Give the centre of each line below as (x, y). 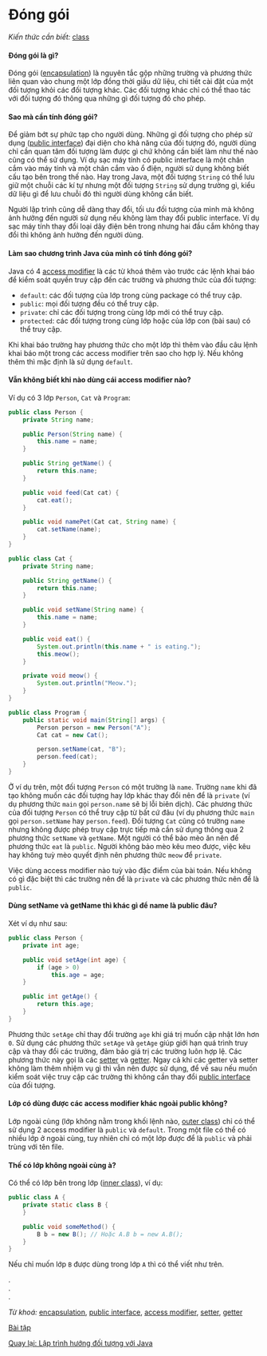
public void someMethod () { (69, 1226)
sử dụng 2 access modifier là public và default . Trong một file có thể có (127, 1130)
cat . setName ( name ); (69, 529)
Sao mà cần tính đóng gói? (53, 117)
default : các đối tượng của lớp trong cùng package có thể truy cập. (131, 295)
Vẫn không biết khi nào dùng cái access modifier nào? (100, 380)
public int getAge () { (60, 997)
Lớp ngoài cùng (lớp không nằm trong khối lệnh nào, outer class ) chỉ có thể (132, 1122)
